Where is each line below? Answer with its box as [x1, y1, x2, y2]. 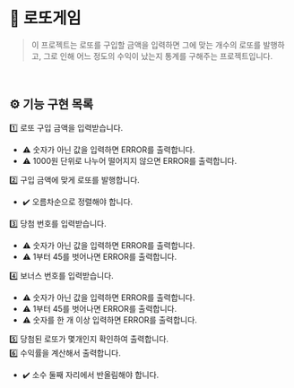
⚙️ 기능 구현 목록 [9, 97, 94, 112]
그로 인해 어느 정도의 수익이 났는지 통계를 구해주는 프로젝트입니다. [43, 50, 273, 61]
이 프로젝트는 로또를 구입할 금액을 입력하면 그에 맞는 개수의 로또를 [30, 39, 262, 50]
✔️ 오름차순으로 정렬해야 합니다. [22, 196, 134, 207]
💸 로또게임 [9, 8, 82, 29]
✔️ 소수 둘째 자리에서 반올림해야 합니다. [22, 369, 160, 380]
